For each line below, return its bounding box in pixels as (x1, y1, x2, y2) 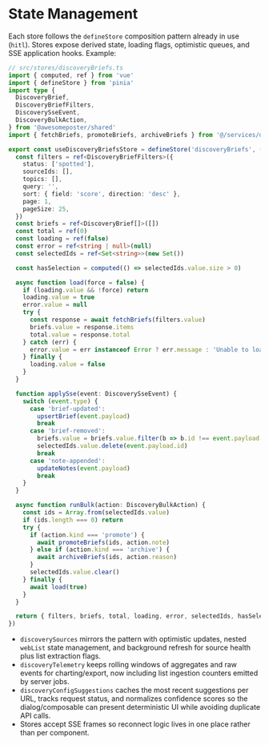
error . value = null (22, 301, 88, 309)
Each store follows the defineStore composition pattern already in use (8, 31, 240, 41)
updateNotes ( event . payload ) (37, 464, 130, 473)
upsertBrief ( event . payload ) (37, 412, 130, 421)
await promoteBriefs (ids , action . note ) (37, 538, 171, 546)
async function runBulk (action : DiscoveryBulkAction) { (15, 501, 206, 509)
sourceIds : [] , (22, 167, 74, 176)
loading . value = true (22, 293, 94, 301)
